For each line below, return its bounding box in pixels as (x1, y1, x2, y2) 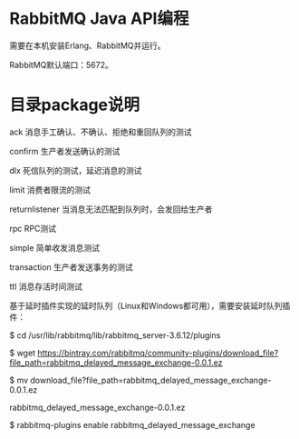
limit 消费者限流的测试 (9, 184, 91, 195)
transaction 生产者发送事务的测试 (9, 261, 133, 273)
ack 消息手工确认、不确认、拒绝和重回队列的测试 (9, 126, 192, 137)
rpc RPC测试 (9, 223, 57, 234)
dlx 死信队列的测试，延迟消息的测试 (9, 165, 142, 175)
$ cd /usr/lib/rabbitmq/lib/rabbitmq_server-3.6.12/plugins (9, 329, 221, 341)
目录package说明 (9, 95, 140, 115)
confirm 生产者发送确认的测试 (9, 145, 121, 156)
